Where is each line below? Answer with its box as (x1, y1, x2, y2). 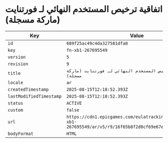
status (7, 100, 23, 106)
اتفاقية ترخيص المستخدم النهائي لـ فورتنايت (5, 3, 163, 15)
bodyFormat (7, 131, 33, 137)
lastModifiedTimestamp (7, 93, 61, 99)
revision (7, 61, 28, 67)
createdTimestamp (7, 86, 49, 92)
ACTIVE (66, 100, 82, 106)
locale (7, 80, 23, 85)
